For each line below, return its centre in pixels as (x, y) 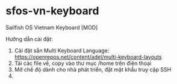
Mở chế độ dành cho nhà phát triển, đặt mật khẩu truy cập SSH (93, 69)
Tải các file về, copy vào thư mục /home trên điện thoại (83, 63)
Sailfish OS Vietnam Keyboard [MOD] (52, 27)
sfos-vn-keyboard (52, 11)
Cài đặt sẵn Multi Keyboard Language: (62, 50)
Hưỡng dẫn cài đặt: (29, 39)
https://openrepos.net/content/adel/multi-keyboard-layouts (88, 57)
